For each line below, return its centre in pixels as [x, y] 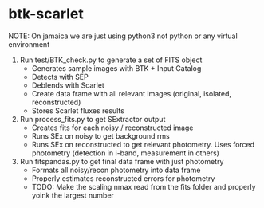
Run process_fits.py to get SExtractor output [93, 119]
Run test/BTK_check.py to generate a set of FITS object [111, 60]
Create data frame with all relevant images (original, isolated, [132, 93]
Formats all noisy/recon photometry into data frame [116, 170]
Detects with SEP [60, 77]
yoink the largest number [73, 195]
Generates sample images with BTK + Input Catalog [116, 68]
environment [29, 44]
